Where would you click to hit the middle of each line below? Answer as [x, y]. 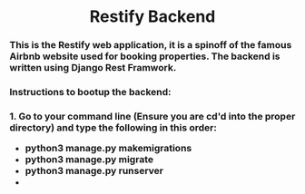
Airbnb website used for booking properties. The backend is [145, 56]
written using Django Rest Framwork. [93, 68]
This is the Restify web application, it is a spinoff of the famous [151, 45]
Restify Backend [152, 17]
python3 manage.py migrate [89, 160]
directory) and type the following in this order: [113, 127]
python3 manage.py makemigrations [108, 149]
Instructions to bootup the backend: [90, 92]
